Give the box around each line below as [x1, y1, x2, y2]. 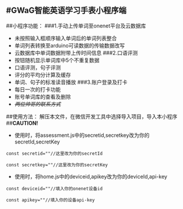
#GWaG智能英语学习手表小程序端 [6, 5, 126, 16]
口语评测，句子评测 [14, 64, 61, 71]
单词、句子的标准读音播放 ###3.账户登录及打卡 [14, 78, 128, 85]
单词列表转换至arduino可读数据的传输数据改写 [14, 42, 125, 49]
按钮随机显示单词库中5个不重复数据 [14, 56, 100, 63]
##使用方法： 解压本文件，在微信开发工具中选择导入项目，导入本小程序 [6, 113, 178, 120]
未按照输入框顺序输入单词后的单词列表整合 [14, 35, 117, 42]
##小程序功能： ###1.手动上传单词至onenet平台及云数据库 [6, 22, 146, 29]
